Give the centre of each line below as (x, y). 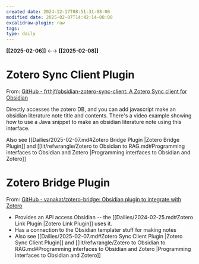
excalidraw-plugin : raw (36, 23)
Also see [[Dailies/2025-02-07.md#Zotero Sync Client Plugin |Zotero (99, 236)
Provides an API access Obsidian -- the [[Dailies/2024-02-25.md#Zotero (104, 217)
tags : (13, 28)
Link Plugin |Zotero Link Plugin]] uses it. (63, 223)
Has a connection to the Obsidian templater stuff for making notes (96, 230)
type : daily (21, 34)
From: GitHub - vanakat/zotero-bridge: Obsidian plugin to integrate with (94, 199)
